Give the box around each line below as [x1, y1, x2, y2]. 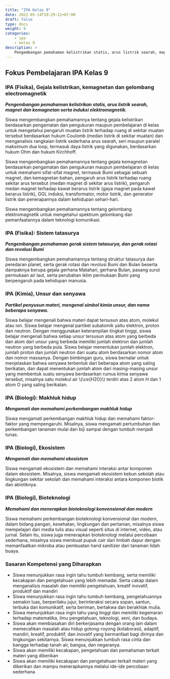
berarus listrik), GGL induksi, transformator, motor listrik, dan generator [5, 191, 153, 197]
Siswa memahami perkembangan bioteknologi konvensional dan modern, [5, 516, 158, 522]
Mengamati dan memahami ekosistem [5, 456, 89, 462]
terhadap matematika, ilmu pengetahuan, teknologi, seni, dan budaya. [12, 615, 158, 621]
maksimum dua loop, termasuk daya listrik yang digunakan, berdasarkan [5, 144, 157, 150]
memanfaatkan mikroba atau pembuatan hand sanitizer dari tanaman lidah [5, 542, 160, 548]
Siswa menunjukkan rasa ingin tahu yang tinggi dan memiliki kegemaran [12, 609, 163, 615]
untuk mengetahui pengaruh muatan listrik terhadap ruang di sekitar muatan [5, 128, 164, 134]
